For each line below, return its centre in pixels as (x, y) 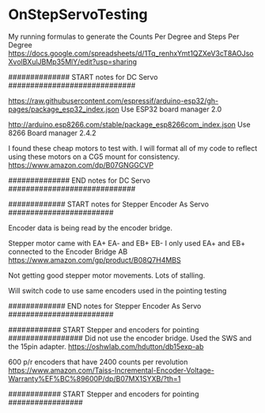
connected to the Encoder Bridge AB (68, 252)
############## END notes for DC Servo (79, 180)
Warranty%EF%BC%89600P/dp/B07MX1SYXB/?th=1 (95, 378)
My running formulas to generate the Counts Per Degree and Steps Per (124, 36)
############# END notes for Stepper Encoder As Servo (105, 305)
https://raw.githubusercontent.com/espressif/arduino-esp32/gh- (114, 100)
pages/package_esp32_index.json (64, 109)
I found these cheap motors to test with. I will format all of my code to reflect (133, 148)
